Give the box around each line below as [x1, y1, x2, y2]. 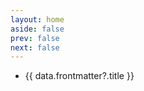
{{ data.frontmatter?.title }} [24, 70, 135, 82]
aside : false [10, 24, 65, 34]
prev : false [10, 33, 60, 43]
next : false [10, 42, 60, 53]
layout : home [10, 14, 65, 25]
